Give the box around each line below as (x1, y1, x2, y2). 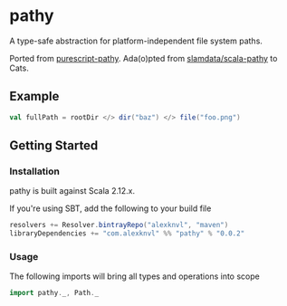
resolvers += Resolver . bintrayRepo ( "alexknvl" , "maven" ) (9, 221, 229, 230)
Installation (9, 165, 61, 177)
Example (9, 89, 60, 104)
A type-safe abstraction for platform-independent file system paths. (9, 35, 263, 46)
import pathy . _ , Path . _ (9, 289, 100, 298)
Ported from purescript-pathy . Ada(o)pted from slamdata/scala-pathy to (9, 53, 278, 63)
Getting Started (9, 138, 99, 154)
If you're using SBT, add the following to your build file (9, 203, 212, 214)
